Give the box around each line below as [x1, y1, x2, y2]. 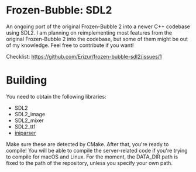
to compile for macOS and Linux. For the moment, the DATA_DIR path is [6, 153, 178, 160]
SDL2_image [14, 110, 46, 117]
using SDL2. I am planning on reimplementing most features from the [6, 29, 173, 36]
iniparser [14, 129, 36, 136]
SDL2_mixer [14, 117, 44, 124]
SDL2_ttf [14, 123, 36, 130]
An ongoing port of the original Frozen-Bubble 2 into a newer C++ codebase [6, 23, 190, 30]
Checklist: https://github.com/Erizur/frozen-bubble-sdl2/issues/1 [6, 53, 162, 60]
